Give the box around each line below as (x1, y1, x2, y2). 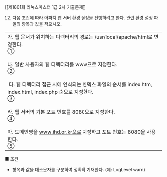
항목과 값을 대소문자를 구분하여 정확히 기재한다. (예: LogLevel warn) (12, 167, 145, 172)
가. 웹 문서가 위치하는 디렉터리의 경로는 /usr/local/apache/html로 (7, 34, 153, 40)
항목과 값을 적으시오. (21, 21, 62, 27)
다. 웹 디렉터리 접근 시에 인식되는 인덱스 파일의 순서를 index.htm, (9, 81, 152, 88)
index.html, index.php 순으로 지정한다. (7, 89, 94, 95)
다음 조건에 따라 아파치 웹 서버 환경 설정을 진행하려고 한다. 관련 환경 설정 (12, 15, 153, 21)
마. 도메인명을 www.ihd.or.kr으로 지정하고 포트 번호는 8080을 (7, 129, 146, 135)
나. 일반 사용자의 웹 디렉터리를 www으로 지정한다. (7, 61, 118, 68)
